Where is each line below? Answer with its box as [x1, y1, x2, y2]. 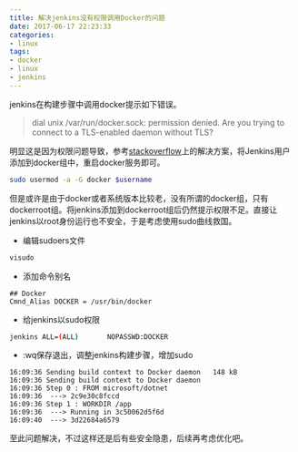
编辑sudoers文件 [22, 234, 86, 246]
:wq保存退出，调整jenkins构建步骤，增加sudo [22, 350, 194, 361]
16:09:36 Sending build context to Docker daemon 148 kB [9, 368, 238, 377]
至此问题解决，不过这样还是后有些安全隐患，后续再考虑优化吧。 [9, 433, 248, 444]
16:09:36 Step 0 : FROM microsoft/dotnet [9, 384, 169, 393]
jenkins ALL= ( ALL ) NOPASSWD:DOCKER [9, 332, 169, 342]
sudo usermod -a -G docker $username [9, 175, 153, 184]
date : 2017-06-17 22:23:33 [9, 22, 112, 31]
